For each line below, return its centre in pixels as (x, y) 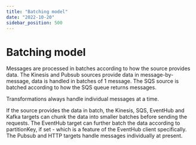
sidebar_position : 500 (34, 23)
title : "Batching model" (37, 12)
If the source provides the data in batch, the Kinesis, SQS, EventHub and (95, 111)
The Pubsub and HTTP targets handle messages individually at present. (94, 136)
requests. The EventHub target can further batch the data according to (93, 123)
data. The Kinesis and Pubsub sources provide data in (73, 75)
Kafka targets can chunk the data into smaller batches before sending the (97, 117)
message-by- (157, 75)
